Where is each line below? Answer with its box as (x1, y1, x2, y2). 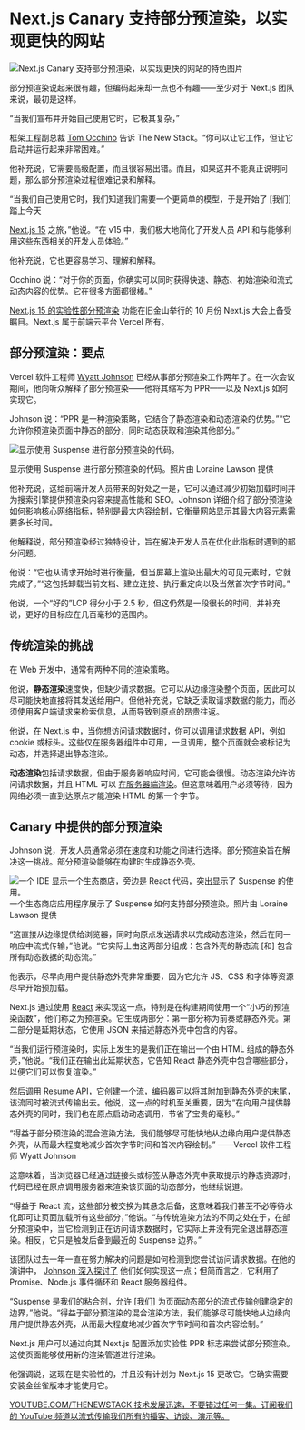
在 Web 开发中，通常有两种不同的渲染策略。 (9, 664, 174, 675)
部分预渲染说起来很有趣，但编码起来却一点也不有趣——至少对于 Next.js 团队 (9, 82, 295, 93)
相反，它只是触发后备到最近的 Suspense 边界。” (25, 1235, 202, 1245)
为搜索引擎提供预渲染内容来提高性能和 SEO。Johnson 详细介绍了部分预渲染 (9, 494, 293, 505)
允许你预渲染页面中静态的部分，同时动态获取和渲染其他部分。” (9, 425, 241, 435)
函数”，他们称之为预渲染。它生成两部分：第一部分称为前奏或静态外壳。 (16, 1013, 284, 1024)
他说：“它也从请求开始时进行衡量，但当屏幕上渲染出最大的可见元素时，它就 (9, 566, 292, 577)
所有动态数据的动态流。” (9, 952, 97, 963)
